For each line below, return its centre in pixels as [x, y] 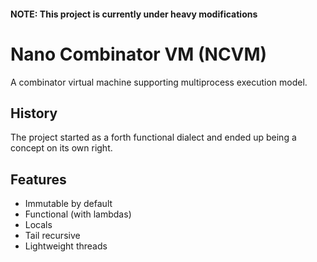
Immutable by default [68, 204]
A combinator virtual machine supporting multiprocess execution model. [159, 82]
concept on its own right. [61, 148]
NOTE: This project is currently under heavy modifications [134, 14]
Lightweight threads [66, 246]
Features [38, 179]
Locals [38, 225]
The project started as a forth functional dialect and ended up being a [153, 137]
